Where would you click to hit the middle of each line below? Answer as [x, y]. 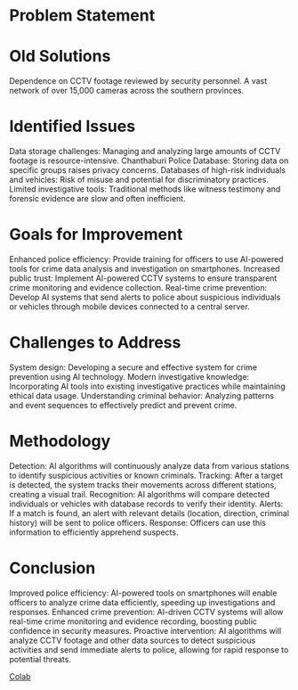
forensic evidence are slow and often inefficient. [97, 199]
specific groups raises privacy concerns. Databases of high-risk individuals [148, 170]
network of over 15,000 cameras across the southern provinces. [127, 91]
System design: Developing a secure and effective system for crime [133, 367]
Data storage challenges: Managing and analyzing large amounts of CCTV [145, 152]
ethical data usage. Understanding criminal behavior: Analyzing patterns [141, 395]
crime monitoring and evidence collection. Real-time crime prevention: [138, 287]
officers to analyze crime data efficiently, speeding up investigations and [142, 602]
